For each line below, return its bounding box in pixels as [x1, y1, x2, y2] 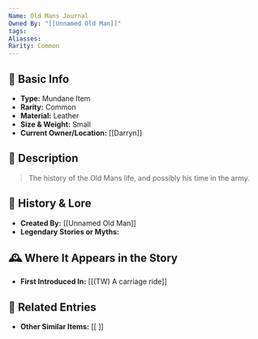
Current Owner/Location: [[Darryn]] [19, 127, 143, 138]
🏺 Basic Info [8, 72, 70, 86]
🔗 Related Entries [8, 300, 97, 314]
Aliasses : [8, 34, 42, 43]
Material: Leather [19, 110, 80, 120]
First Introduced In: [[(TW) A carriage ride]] [19, 277, 168, 286]
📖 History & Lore [8, 196, 92, 211]
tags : [8, 27, 27, 35]
